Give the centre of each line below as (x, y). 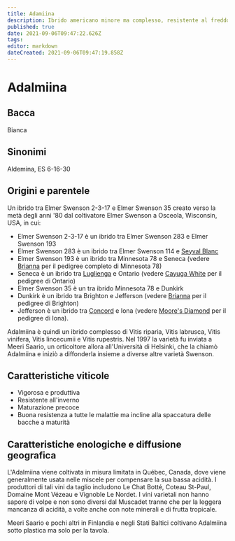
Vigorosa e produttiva (49, 393)
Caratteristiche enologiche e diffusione (94, 444)
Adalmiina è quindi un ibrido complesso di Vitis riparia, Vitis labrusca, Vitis (114, 331)
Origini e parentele (49, 191)
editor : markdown (33, 46)
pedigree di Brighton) (48, 303)
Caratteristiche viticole (58, 375)
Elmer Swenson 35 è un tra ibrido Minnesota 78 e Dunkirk (100, 288)
